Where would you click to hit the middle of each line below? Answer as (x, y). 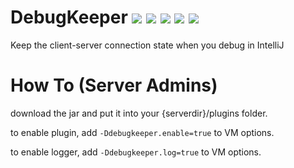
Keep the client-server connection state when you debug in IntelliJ (147, 45)
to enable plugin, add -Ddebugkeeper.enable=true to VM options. (142, 132)
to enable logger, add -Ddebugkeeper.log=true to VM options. (136, 152)
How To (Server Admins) (114, 85)
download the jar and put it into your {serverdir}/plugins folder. (139, 113)
